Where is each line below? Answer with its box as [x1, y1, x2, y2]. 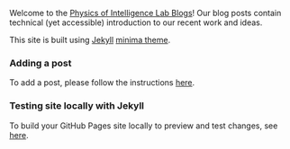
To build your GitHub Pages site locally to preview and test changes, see [9, 120, 278, 131]
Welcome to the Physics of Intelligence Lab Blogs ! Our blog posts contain [9, 8, 282, 18]
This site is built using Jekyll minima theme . [9, 35, 171, 45]
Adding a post [9, 57, 72, 69]
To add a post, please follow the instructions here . [9, 77, 195, 88]
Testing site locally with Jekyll [9, 100, 145, 112]
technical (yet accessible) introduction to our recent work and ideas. [9, 17, 263, 28]
